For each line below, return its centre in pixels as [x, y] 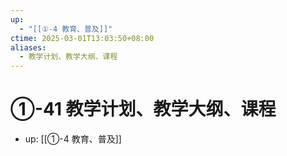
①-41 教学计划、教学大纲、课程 [143, 109]
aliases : [28, 47]
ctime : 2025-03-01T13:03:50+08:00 [82, 38]
